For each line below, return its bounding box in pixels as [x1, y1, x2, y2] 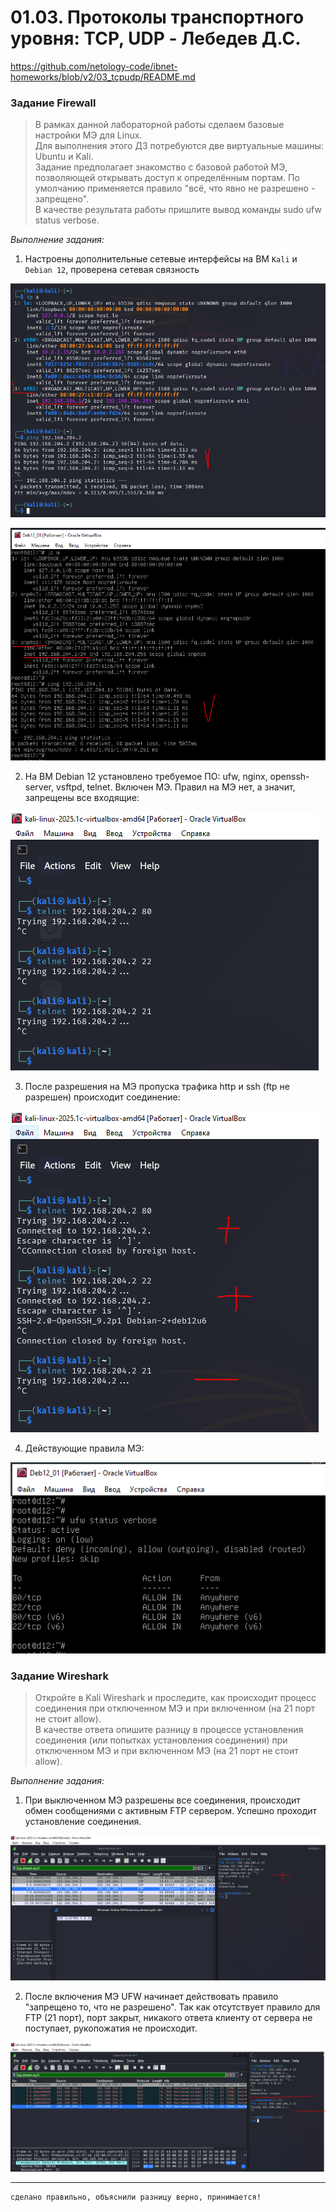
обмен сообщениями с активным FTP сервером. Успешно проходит [24, 1804, 318, 1816]
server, [24, 781, 55, 793]
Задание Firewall [10, 96, 97, 110]
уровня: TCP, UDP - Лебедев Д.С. [10, 27, 302, 50]
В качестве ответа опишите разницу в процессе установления [34, 1723, 304, 1735]
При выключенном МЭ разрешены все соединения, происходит [24, 1794, 301, 1806]
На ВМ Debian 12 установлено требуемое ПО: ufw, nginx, [24, 771, 268, 783]
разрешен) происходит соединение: [24, 1091, 181, 1103]
